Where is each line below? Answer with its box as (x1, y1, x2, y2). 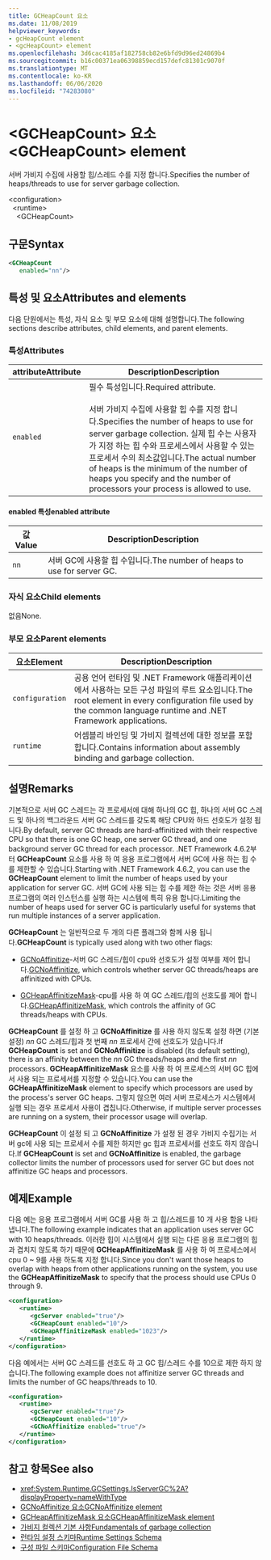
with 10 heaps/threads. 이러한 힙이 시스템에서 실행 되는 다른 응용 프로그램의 (8, 1235, 250, 1245)
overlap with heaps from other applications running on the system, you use (8, 1264, 258, 1274)
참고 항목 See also (8, 1462, 94, 1476)
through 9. (8, 1281, 43, 1291)
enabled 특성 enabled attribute (8, 506, 110, 516)
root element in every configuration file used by (73, 695, 254, 706)
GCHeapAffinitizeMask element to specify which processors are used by (8, 1083, 253, 1093)
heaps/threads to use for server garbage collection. (8, 179, 180, 188)
